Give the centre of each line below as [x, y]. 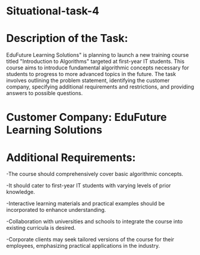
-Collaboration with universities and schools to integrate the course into [95, 221]
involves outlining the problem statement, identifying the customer [88, 81]
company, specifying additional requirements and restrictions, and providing [100, 87]
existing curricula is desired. [41, 228]
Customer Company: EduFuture [87, 117]
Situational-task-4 [53, 11]
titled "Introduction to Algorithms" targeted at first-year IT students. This [95, 62]
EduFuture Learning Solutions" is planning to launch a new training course [98, 55]
